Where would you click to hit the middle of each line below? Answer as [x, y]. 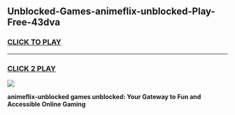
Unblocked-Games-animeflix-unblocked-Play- [111, 11]
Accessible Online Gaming [47, 104]
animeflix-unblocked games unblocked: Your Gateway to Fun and [104, 96]
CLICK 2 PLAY [31, 68]
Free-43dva [34, 23]
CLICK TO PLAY [34, 43]
